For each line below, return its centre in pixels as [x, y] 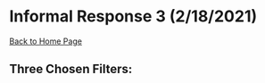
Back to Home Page [46, 41]
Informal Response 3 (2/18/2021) [133, 17]
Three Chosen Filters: [71, 69]
